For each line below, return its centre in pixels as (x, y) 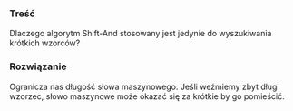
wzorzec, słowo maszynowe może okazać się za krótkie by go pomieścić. (147, 96)
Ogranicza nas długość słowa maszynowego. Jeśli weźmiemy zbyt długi (144, 86)
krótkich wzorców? (45, 43)
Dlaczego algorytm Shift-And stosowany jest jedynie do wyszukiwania (141, 34)
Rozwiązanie (38, 66)
